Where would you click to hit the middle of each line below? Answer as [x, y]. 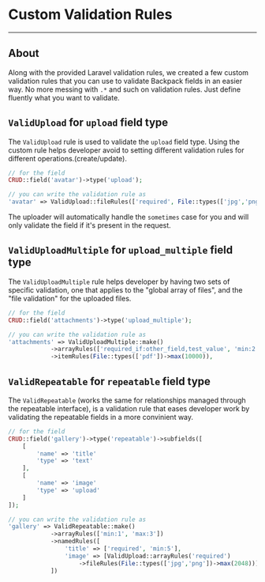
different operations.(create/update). [68, 158]
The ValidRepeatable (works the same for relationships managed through [127, 400]
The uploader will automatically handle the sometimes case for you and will [129, 217]
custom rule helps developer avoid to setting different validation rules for [126, 150]
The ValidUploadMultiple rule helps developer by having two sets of [119, 282]
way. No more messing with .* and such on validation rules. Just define [125, 89]
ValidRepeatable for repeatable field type [110, 381]
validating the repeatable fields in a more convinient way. [101, 417]
